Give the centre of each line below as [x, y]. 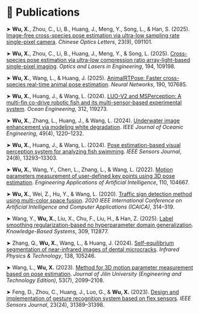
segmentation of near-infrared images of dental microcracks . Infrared [93, 249]
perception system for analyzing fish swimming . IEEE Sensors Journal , [94, 151]
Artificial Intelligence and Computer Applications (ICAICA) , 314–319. [90, 207]
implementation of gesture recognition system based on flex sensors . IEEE [99, 298]
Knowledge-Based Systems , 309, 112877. [58, 231]
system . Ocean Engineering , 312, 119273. [57, 108]
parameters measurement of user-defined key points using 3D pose [91, 176]
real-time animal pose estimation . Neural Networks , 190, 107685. [107, 84]
